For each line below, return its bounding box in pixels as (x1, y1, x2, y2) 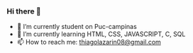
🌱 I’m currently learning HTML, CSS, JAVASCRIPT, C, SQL (16, 30, 186, 38)
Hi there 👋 (6, 6, 42, 16)
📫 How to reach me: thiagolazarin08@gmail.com (16, 38, 161, 47)
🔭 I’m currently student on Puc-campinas (16, 23, 138, 31)
